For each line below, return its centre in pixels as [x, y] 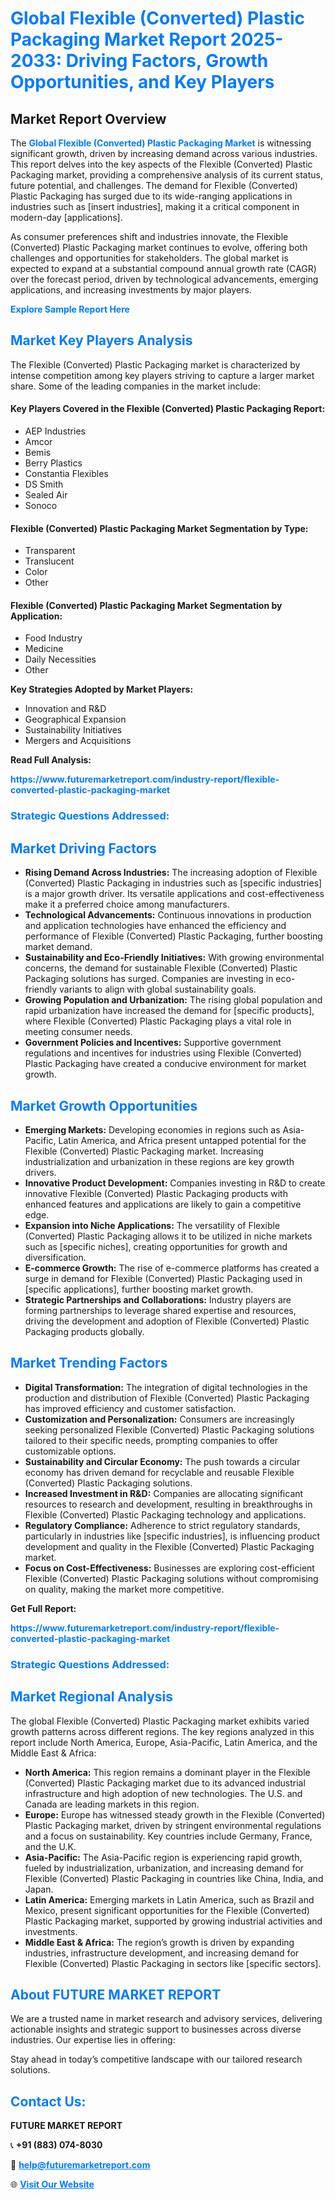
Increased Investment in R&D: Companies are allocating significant [164, 1493]
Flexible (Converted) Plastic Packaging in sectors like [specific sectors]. [173, 1963]
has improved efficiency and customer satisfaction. [130, 1408]
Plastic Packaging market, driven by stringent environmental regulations [173, 1825]
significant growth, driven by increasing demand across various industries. [164, 153]
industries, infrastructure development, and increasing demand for [162, 1953]
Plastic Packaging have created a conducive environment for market [165, 1064]
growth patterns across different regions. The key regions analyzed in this [162, 1731]
